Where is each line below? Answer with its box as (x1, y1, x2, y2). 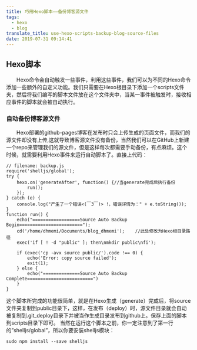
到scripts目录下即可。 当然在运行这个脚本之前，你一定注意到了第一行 (6, 319, 173, 326)
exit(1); (27, 260, 49, 266)
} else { (16, 266, 38, 272)
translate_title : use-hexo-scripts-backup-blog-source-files (6, 31, 159, 37)
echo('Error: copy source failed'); (27, 255, 117, 261)
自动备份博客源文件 (6, 115, 61, 123)
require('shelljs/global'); (6, 168, 75, 174)
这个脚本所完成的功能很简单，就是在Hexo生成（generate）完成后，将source (6, 297, 191, 305)
